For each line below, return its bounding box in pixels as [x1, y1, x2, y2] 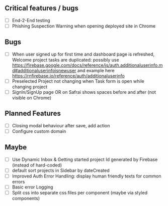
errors [12, 178, 25, 184]
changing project [12, 84, 48, 90]
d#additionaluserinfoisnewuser [12, 67, 76, 73]
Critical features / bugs [5, 4, 78, 13]
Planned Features [5, 109, 61, 118]
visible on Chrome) [12, 95, 51, 101]
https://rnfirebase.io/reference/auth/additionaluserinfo [12, 73, 125, 79]
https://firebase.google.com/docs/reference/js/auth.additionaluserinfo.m [12, 62, 163, 68]
